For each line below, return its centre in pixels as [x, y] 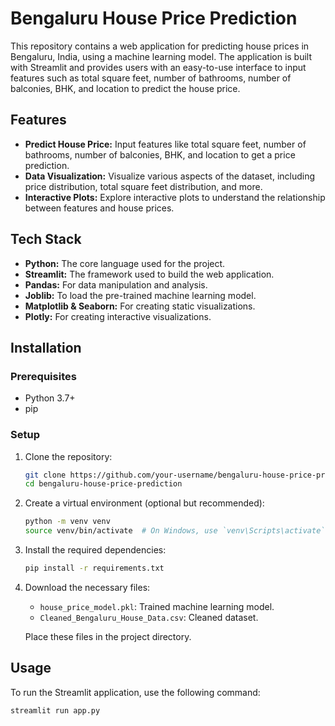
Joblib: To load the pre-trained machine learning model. [140, 295]
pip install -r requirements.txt [94, 568]
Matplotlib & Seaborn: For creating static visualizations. [140, 306]
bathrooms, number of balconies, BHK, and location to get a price [160, 154]
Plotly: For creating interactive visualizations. [118, 316]
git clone [45, 475]
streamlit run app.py [55, 710]
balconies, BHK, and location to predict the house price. [125, 88]
